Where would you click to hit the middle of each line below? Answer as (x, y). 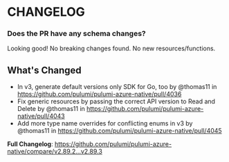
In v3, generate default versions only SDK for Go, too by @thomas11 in (117, 87)
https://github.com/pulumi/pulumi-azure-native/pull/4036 (99, 94)
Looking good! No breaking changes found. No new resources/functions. (111, 48)
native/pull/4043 (41, 116)
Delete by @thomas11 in (51, 109)
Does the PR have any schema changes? (77, 34)
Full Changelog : (30, 144)
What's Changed (44, 70)
